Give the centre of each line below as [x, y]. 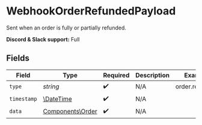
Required [116, 75]
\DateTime [57, 99]
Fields [18, 58]
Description [152, 75]
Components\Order [70, 111]
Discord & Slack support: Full [43, 39]
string [51, 87]
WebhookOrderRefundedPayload [91, 11]
